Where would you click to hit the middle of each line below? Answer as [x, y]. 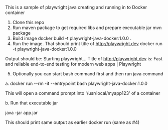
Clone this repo [28, 22]
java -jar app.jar [22, 113]
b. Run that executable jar [32, 103]
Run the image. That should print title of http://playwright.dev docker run [88, 44]
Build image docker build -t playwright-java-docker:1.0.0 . [72, 38]
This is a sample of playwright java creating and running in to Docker [76, 7]
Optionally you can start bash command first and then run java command [88, 74]
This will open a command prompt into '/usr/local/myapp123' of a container [83, 93]
